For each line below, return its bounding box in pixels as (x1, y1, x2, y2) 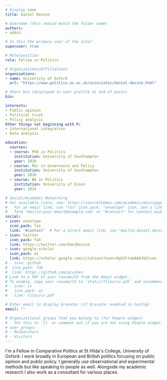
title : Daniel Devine (5, 12, 50, 17)
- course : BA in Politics (9, 177, 64, 182)
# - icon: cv (5, 284, 32, 289)
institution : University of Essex (14, 182, 85, 187)
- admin (5, 30, 21, 35)
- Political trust (5, 112, 43, 117)
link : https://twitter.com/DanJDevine (9, 242, 90, 247)
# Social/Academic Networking (5, 195, 68, 200)
